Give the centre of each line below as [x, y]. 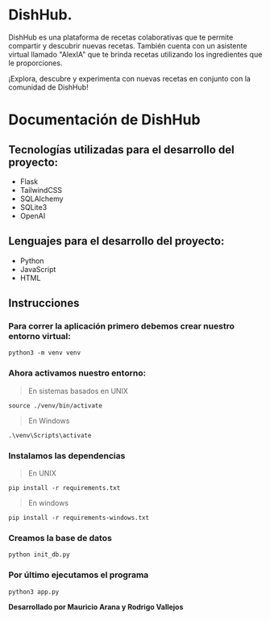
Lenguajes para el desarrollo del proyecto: [116, 241]
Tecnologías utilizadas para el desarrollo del [122, 150]
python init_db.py [39, 555]
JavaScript [38, 269]
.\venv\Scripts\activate [50, 435]
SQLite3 [33, 207]
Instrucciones [44, 303]
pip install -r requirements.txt [64, 488]
